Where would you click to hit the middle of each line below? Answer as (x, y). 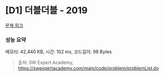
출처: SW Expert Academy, (46, 63)
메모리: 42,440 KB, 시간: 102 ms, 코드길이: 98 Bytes (58, 52)
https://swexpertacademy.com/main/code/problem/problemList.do (88, 68)
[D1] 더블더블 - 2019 (47, 10)
